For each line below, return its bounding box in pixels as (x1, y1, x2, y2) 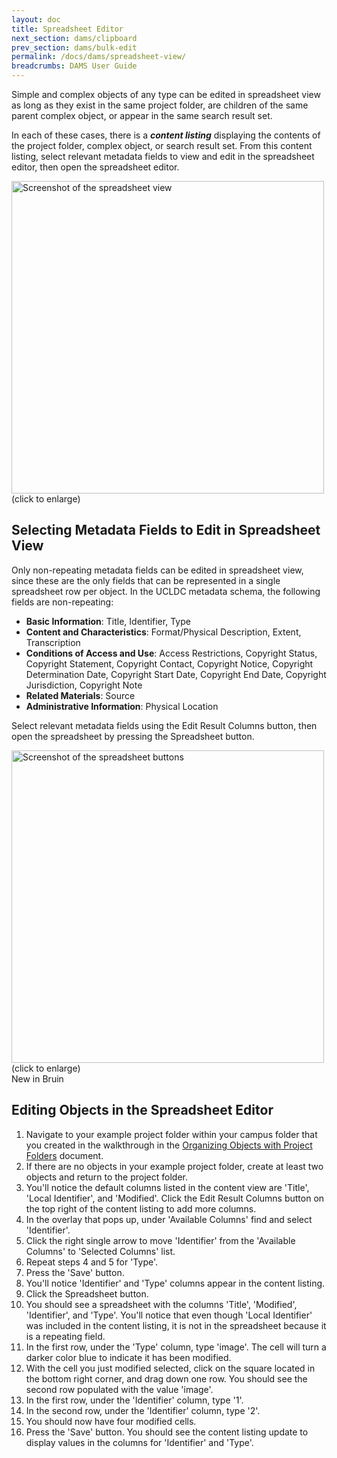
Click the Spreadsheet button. (25, 1287, 149, 1300)
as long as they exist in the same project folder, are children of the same (11, 99, 309, 111)
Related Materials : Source (25, 689, 136, 701)
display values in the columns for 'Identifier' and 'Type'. (25, 1436, 254, 1448)
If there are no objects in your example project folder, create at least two (25, 1160, 324, 1172)
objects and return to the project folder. (25, 1171, 189, 1183)
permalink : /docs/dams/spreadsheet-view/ (11, 52, 187, 62)
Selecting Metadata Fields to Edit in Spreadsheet (11, 522, 321, 539)
